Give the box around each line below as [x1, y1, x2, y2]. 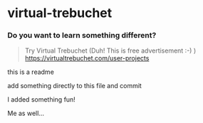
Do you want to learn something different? [7, 31, 157, 41]
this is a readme [7, 68, 55, 76]
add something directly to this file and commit [7, 82, 142, 90]
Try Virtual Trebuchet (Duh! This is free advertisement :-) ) [24, 46, 197, 55]
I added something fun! [7, 95, 76, 104]
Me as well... [7, 109, 45, 118]
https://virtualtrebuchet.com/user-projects [24, 54, 150, 63]
